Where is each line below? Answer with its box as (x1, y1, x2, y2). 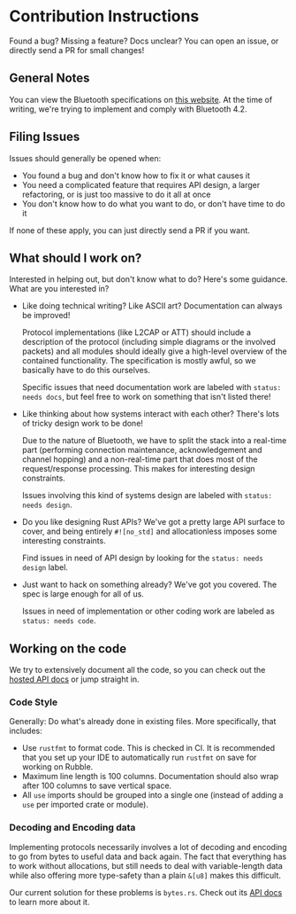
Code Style (9, 696, 58, 708)
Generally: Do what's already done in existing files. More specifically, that (9, 716, 277, 727)
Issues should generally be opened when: (9, 152, 162, 163)
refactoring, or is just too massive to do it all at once (21, 189, 211, 199)
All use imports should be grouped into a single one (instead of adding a (21, 790, 284, 801)
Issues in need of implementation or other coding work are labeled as (21, 605, 276, 617)
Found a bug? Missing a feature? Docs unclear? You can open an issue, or (9, 35, 279, 46)
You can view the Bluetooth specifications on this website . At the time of (9, 94, 273, 105)
